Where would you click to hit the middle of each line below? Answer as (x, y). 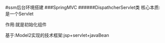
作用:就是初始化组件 (26, 25)
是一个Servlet (20, 14)
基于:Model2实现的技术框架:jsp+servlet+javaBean (57, 35)
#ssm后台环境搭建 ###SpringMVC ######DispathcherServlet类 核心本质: (83, 7)
